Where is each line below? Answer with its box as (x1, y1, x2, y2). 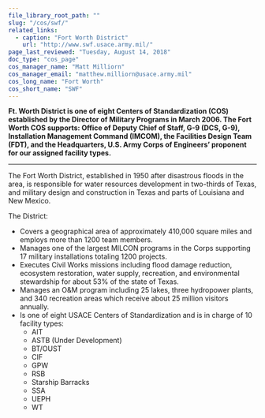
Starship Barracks (31, 378, 90, 387)
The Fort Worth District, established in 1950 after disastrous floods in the (8, 171, 244, 181)
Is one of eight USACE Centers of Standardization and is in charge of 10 (19, 311, 252, 320)
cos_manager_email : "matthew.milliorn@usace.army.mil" (8, 70, 192, 78)
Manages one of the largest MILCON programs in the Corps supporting (19, 244, 251, 253)
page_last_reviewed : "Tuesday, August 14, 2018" (8, 48, 171, 56)
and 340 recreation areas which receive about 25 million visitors (19, 293, 229, 304)
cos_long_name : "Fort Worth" (8, 77, 104, 85)
